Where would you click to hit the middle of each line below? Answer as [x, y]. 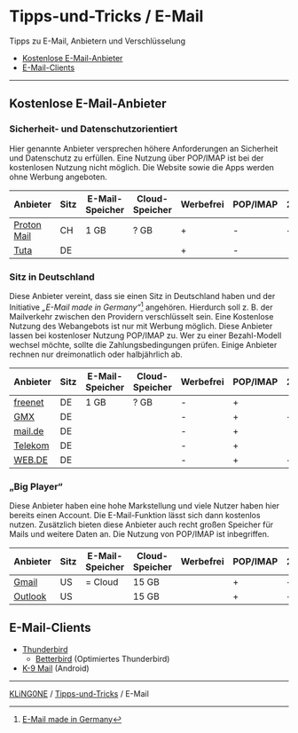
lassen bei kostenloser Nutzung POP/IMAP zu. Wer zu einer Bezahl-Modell [145, 335]
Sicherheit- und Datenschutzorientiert [94, 129]
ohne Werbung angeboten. [59, 177]
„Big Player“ [36, 486]
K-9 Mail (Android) [56, 668]
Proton [27, 225]
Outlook [30, 596]
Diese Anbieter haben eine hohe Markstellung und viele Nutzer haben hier [145, 505]
